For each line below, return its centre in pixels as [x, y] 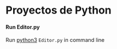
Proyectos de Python [59, 10]
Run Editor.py [23, 27]
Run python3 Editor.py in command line [55, 40]
